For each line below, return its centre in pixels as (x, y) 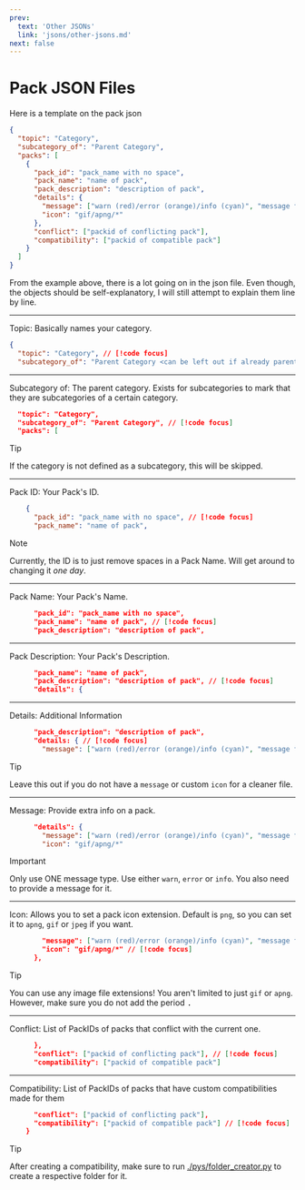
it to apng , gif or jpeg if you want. (71, 924)
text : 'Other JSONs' (56, 26)
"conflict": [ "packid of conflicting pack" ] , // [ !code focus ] (156, 1054)
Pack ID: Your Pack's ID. (54, 492)
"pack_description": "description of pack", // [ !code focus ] (153, 681)
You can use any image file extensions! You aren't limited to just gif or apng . (151, 993)
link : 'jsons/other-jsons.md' (74, 35)
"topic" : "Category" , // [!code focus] (93, 353)
